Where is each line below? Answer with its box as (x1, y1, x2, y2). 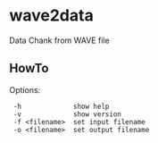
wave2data (9, 5, 94, 26)
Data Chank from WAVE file (9, 35, 110, 46)
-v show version (12, 109, 122, 119)
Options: (9, 84, 41, 95)
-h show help (12, 102, 110, 111)
